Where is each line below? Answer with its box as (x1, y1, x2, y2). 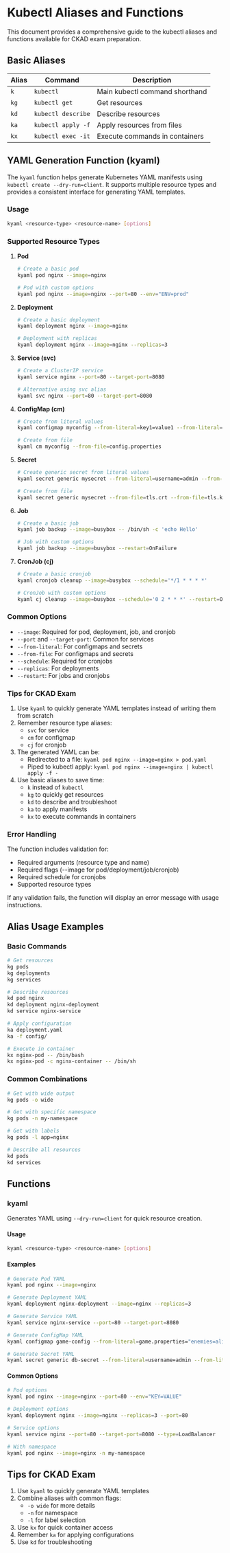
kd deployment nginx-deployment (7, 1001, 99, 1008)
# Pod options (7, 1387, 48, 1394)
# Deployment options (7, 1406, 69, 1413)
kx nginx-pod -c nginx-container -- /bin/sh (7, 1058, 136, 1065)
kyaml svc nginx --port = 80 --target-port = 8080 (16, 392, 153, 399)
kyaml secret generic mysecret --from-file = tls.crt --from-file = (16, 494, 207, 501)
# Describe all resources (7, 1146, 81, 1153)
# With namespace (7, 1443, 57, 1450)
